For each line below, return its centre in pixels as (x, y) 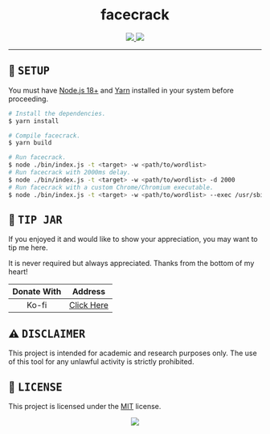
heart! (18, 272)
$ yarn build (30, 143)
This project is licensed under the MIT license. (85, 406)
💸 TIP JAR (35, 220)
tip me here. (28, 248)
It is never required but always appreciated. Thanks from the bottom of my (131, 264)
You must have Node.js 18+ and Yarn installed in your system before (121, 90)
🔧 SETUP (29, 71)
